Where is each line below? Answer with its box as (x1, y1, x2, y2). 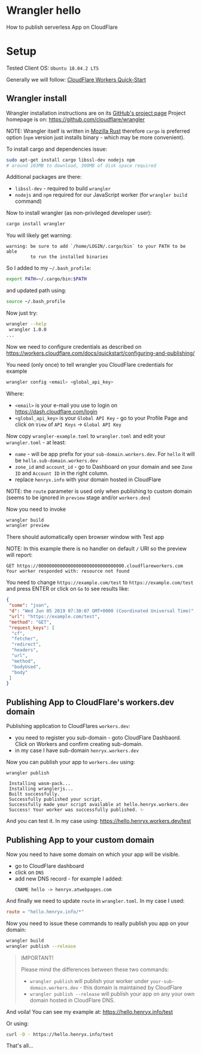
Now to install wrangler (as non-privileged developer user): (6, 209, 152, 217)
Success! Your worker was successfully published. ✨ (8, 807, 144, 813)
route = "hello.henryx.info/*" (6, 909, 84, 915)
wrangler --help (6, 321, 47, 327)
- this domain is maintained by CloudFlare (80, 984, 182, 991)
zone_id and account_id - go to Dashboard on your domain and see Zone (14, 463, 193, 470)
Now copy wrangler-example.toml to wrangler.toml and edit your (6, 432, 166, 439)
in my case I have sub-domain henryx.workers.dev (14, 747, 139, 754)
